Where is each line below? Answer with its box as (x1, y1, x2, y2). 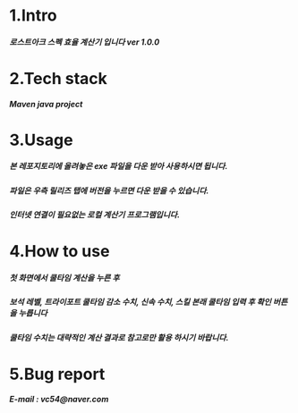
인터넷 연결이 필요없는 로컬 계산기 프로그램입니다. (9, 209, 181, 220)
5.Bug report (9, 364, 106, 384)
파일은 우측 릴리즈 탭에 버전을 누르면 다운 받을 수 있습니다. (9, 185, 209, 196)
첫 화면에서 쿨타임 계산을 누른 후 (9, 272, 120, 282)
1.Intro (9, 5, 57, 26)
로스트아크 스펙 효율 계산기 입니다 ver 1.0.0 (9, 37, 160, 47)
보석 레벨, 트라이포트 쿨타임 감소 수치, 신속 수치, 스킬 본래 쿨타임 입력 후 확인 (9, 297, 271, 308)
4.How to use (9, 241, 110, 262)
